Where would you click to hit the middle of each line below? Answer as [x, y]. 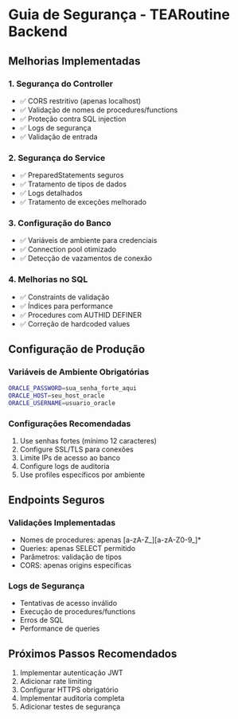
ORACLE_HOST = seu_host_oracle [57, 396]
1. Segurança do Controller [61, 84]
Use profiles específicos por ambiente [82, 475]
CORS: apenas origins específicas [76, 565]
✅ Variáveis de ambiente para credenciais [88, 240]
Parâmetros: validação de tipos [70, 557]
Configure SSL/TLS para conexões [76, 449]
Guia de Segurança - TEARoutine [119, 15]
